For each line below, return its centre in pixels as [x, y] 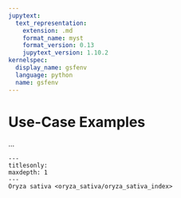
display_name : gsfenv [51, 68]
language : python [44, 75]
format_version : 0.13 [58, 46]
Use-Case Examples [77, 122]
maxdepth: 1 [28, 172]
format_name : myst [53, 38]
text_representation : [51, 23]
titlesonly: [28, 166]
